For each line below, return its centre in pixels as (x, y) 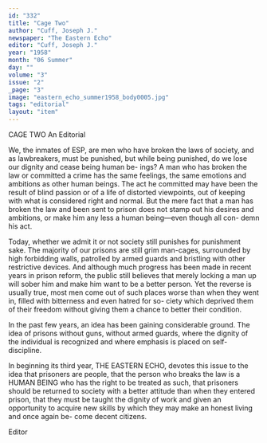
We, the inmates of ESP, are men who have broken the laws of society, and (131, 150)
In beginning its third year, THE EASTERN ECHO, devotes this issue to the (128, 366)
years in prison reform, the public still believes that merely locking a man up (132, 275)
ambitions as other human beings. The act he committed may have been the (133, 184)
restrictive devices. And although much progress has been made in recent (130, 267)
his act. (20, 226)
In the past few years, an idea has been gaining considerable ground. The (129, 325)
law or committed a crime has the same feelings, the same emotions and (128, 175)
